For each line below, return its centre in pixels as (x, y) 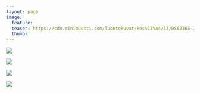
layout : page (22, 12)
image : (14, 17)
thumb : (20, 34)
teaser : (21, 28)
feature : (22, 23)
